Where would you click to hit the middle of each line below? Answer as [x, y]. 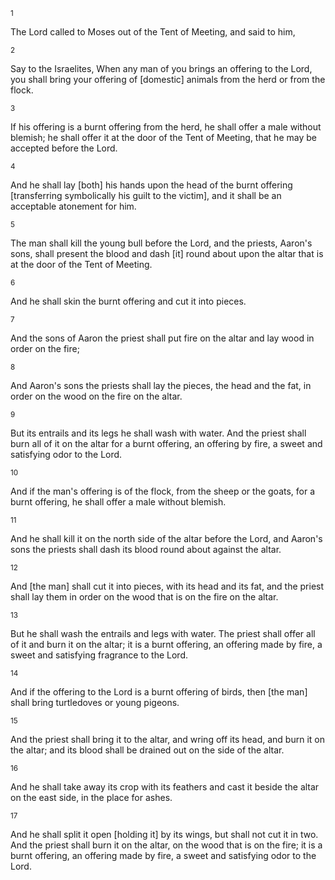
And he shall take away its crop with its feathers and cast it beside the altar [165, 787]
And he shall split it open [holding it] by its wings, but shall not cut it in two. [164, 834]
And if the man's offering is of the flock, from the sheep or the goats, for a [163, 491]
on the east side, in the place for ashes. [91, 797]
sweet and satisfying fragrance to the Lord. [99, 655]
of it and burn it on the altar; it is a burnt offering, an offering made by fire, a [166, 644]
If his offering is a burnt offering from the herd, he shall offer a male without [166, 127]
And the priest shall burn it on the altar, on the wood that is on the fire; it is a [166, 845]
